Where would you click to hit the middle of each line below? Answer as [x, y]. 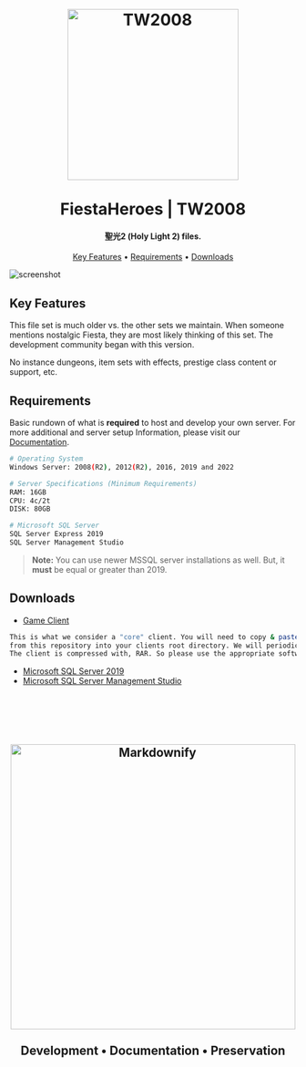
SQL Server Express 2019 [56, 534]
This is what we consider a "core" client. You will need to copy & [142, 637]
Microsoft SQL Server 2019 [73, 671]
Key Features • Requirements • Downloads [153, 257]
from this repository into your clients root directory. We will [136, 646]
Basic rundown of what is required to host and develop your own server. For [153, 423]
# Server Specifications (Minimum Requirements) [103, 483]
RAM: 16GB [28, 492]
